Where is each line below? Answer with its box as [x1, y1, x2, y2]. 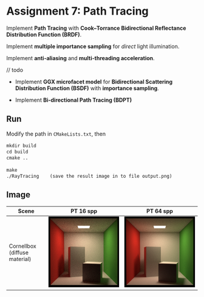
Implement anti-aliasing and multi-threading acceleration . [6, 54, 155, 61]
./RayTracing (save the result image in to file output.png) [6, 173, 172, 179]
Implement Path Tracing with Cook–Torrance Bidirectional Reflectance [6, 24, 186, 32]
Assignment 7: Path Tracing [6, 4, 149, 18]
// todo [6, 66, 23, 74]
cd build [6, 148, 29, 155]
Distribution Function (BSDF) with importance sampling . [15, 84, 159, 92]
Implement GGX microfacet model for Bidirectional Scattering [15, 78, 173, 85]
